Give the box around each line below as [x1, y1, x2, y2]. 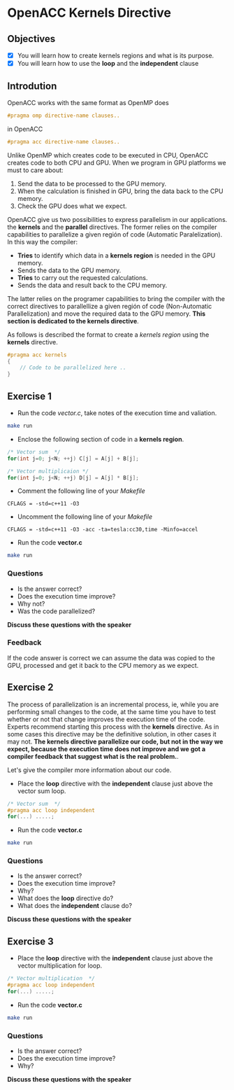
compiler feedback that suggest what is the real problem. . [7, 752, 180, 760]
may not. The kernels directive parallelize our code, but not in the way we [7, 737, 224, 746]
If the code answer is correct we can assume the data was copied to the [7, 653, 215, 662]
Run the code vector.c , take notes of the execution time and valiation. [17, 409, 217, 417]
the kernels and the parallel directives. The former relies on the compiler [7, 223, 217, 231]
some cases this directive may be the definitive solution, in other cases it [7, 729, 217, 738]
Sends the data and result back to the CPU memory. [17, 281, 168, 289]
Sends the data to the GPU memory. [17, 266, 122, 274]
